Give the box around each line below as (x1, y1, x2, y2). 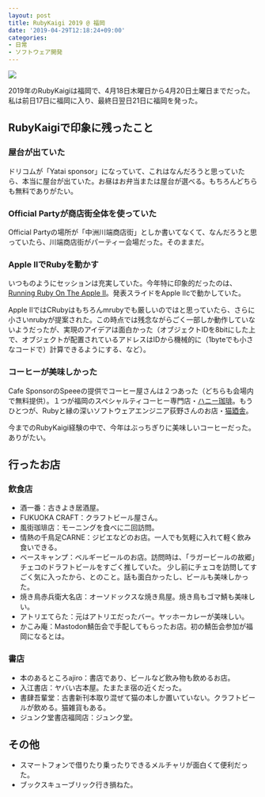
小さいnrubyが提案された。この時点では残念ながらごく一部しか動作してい (8, 315, 249, 324)
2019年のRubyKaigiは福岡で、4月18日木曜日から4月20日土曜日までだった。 (8, 86, 255, 95)
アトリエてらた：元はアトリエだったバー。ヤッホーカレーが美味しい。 (19, 612, 249, 621)
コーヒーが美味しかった (8, 366, 97, 378)
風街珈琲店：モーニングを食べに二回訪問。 (19, 523, 159, 533)
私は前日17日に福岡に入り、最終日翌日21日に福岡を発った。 (8, 96, 203, 105)
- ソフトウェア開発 (8, 48, 63, 56)
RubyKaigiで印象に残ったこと (8, 121, 154, 135)
